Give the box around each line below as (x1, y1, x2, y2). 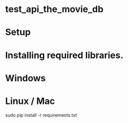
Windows (5, 72, 46, 84)
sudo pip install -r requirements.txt (5, 112, 77, 118)
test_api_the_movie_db (5, 4, 104, 15)
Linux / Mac (5, 95, 55, 106)
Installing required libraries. (5, 49, 123, 61)
